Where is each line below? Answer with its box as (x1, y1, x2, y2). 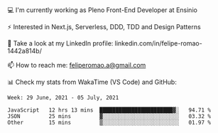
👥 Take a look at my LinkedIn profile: (7, 39, 114, 48)
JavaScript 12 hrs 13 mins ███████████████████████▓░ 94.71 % (7, 107, 212, 114)
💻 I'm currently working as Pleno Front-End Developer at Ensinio (7, 6, 197, 14)
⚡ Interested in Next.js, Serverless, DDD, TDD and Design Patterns (7, 23, 201, 31)
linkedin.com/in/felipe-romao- (114, 39, 202, 48)
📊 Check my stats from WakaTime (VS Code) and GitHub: (7, 78, 178, 86)
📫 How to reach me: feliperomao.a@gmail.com (7, 61, 146, 69)
